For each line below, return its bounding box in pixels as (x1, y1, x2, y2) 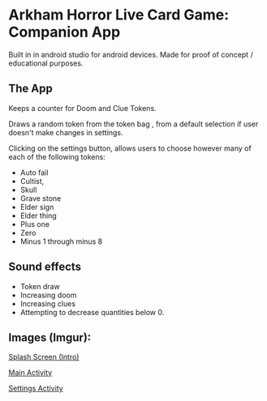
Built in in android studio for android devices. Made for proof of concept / (8, 49, 253, 59)
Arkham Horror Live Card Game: (8, 6, 230, 24)
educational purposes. (8, 58, 84, 68)
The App (8, 82, 53, 96)
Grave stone (19, 193, 62, 203)
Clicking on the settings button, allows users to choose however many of (8, 143, 252, 153)
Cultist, (19, 176, 45, 186)
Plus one (19, 219, 50, 228)
